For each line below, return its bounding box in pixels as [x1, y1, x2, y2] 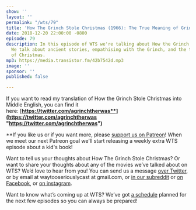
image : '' [6, 63, 30, 69]
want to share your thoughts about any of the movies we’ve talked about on [6, 161, 188, 168]
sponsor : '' [6, 68, 35, 74]
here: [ [6, 108, 22, 115]
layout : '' [6, 14, 33, 20]
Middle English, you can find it [6, 101, 79, 108]
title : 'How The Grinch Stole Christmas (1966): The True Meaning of [6, 25, 179, 31]
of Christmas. [11, 52, 45, 58]
